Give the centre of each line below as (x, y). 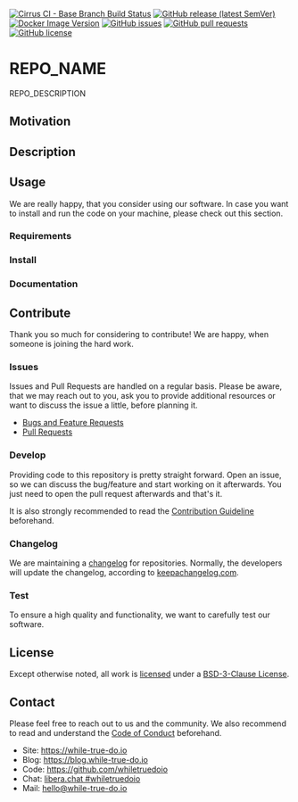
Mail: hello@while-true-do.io (74, 788)
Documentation (44, 284)
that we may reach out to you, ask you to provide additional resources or (143, 396)
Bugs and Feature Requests (73, 423)
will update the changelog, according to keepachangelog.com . (124, 572)
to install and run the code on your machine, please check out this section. (146, 213)
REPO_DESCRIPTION (48, 93)
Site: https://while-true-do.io (74, 750)
